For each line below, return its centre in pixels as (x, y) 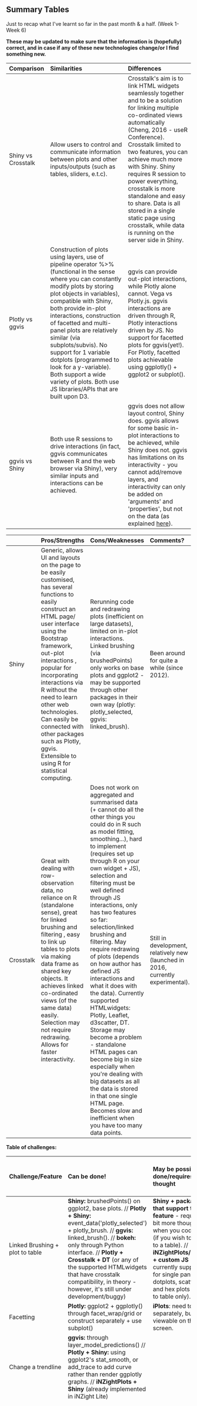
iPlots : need (169, 1306)
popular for (56, 667)
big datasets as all (115, 1081)
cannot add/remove (155, 472)
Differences (145, 68)
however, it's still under (100, 1289)
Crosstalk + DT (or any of (103, 1260)
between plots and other (84, 159)
